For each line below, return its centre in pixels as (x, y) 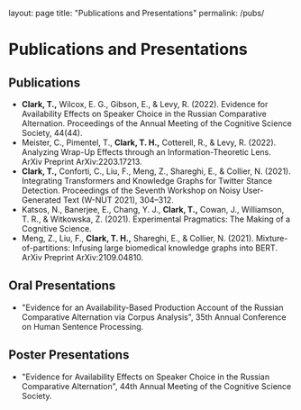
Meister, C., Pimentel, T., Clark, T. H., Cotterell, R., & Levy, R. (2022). (149, 142)
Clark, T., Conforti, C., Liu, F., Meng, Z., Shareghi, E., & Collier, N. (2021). (156, 171)
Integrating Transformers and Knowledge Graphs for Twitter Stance (146, 181)
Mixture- (272, 238)
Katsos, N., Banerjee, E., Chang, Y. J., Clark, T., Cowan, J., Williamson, (153, 210)
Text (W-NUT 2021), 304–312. (119, 200)
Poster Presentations (69, 355)
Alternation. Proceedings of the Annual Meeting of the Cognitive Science (156, 123)
